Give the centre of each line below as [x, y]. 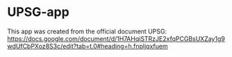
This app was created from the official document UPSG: [87, 31]
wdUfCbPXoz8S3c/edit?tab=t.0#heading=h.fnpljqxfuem [88, 46]
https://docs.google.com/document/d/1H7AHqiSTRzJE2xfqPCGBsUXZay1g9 [116, 38]
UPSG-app [38, 12]
